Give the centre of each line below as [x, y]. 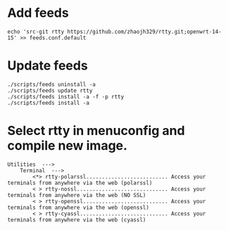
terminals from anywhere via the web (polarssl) [80, 183]
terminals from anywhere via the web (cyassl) [77, 219]
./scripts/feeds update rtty [50, 90]
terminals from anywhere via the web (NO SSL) [77, 195]
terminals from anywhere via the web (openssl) [78, 207]
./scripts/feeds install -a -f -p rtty [66, 96]
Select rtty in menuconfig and [96, 131]
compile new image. [68, 146]
